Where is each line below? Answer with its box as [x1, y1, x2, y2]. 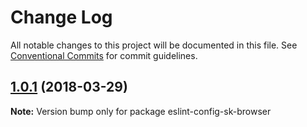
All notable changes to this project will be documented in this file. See [10, 39, 298, 51]
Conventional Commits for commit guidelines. [10, 49, 198, 61]
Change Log [10, 6, 113, 29]
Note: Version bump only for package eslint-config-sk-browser [10, 105, 272, 117]
